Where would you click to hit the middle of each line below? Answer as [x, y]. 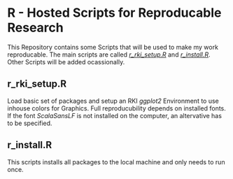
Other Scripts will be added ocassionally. [66, 62]
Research [36, 28]
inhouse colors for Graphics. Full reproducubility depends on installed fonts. [116, 108]
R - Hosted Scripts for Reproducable [114, 13]
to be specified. [30, 123]
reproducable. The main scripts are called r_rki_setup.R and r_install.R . [109, 55]
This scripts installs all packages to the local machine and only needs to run [116, 162]
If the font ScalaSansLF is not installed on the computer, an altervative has [115, 115]
